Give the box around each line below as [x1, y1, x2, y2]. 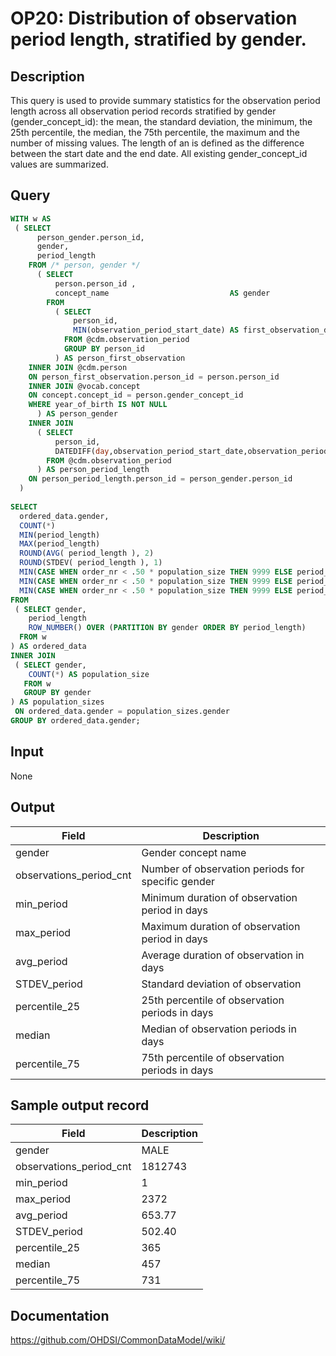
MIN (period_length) [19, 530, 101, 540]
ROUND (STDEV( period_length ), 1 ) [19, 558, 163, 568]
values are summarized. [10, 158, 109, 170]
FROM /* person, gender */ [28, 260, 141, 271]
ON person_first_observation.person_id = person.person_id [28, 372, 280, 382]
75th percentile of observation [141, 1050, 285, 1064]
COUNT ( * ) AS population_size [28, 669, 150, 679]
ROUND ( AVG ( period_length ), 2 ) [19, 548, 155, 559]
